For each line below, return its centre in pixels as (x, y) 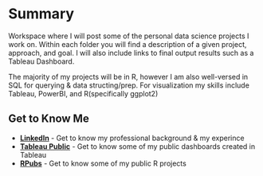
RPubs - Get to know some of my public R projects (103, 163)
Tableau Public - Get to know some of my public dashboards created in (137, 146)
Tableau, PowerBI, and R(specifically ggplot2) (83, 93)
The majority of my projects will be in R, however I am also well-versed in (128, 76)
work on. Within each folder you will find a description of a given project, (128, 44)
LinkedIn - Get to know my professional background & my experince (132, 138)
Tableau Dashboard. (41, 61)
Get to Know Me (49, 119)
